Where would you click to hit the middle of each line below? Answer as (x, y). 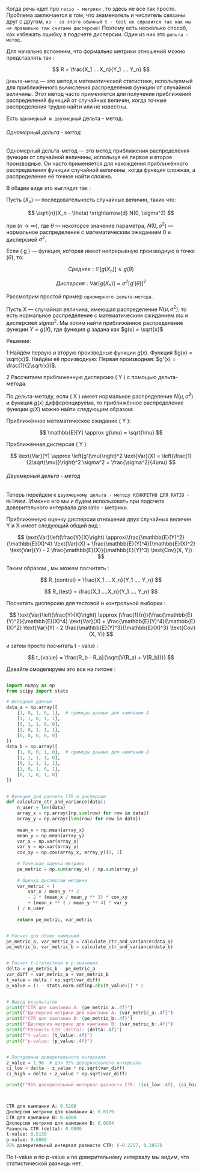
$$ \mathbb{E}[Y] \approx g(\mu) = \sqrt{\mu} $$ (101, 432)
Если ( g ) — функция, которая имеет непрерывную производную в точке (101, 251)
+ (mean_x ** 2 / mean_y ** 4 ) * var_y (78, 903)
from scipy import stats (37, 691)
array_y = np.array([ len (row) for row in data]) (79, 819)
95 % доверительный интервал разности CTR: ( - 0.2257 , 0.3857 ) (84, 1146)
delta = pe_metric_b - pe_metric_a (51, 969)
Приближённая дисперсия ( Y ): (47, 444)
